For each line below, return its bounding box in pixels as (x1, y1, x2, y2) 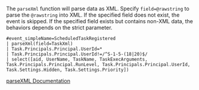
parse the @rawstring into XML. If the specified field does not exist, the (6, 11, 180, 18)
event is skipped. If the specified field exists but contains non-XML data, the (6, 18, 194, 24)
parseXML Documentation (6, 77, 70, 84)
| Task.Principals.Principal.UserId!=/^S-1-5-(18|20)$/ (6, 51, 148, 57)
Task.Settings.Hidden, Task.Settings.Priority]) (6, 67, 129, 73)
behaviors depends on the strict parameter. (6, 24, 113, 31)
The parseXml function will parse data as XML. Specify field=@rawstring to (6, 5, 189, 12)
